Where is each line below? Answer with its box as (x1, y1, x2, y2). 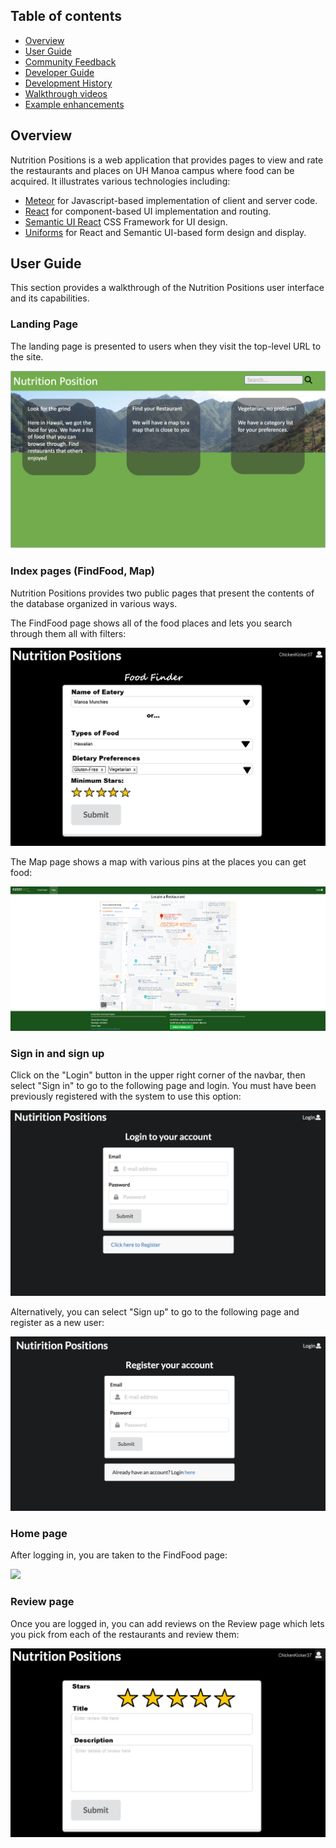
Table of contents (10, 8, 122, 25)
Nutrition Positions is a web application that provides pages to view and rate (10, 154, 324, 166)
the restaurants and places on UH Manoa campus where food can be (10, 164, 295, 176)
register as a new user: (10, 1317, 105, 1329)
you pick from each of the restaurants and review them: (10, 1628, 240, 1640)
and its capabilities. (10, 292, 90, 304)
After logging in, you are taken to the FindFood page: (10, 1549, 228, 1561)
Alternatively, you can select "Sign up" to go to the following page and (10, 1306, 300, 1318)
